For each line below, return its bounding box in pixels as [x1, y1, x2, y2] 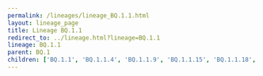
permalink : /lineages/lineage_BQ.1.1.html [7, 11, 150, 20]
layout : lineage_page [7, 19, 79, 27]
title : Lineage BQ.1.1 [7, 26, 82, 34]
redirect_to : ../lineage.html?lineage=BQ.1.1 [7, 33, 160, 42]
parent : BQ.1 [7, 48, 51, 56]
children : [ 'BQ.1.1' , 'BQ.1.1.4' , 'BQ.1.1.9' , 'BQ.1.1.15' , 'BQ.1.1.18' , [7, 56, 257, 64]
